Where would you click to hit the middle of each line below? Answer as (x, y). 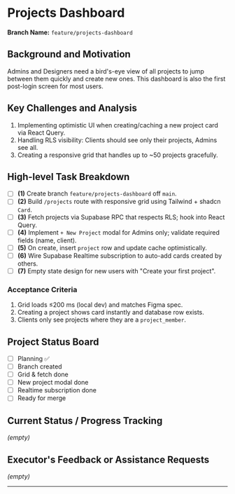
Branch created (40, 366)
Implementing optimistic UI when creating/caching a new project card (118, 125)
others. (28, 263)
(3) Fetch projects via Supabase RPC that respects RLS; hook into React (121, 217)
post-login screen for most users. (55, 86)
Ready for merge (42, 398)
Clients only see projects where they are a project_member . (102, 320)
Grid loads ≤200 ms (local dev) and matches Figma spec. (100, 305)
